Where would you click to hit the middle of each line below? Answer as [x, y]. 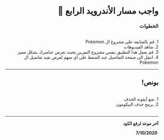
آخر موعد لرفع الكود [141, 123]
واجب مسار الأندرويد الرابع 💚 [108, 11]
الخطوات [149, 26]
